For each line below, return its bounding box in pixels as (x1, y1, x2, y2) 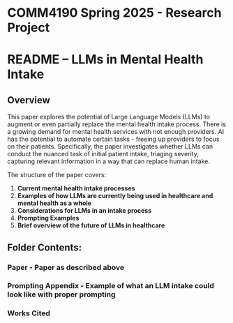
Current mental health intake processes (17, 184, 135, 193)
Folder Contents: (7, 241, 82, 253)
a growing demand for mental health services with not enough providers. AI (7, 128, 225, 136)
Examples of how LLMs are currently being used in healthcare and (17, 192, 213, 200)
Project (7, 20, 50, 36)
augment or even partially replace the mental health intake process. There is (7, 120, 227, 128)
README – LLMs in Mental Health (7, 52, 204, 68)
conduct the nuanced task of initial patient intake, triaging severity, (7, 150, 199, 158)
